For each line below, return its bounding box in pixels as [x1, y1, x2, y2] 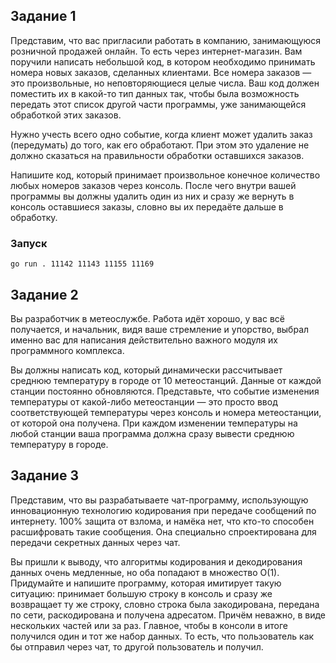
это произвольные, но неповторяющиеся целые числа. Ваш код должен [10, 77, 320, 89]
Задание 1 [10, 8, 77, 25]
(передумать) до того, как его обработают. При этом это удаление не [10, 139, 310, 151]
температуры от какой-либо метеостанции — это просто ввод [10, 395, 278, 408]
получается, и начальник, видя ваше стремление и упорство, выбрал [10, 323, 310, 335]
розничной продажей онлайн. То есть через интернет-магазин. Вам [10, 45, 303, 57]
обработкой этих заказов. [10, 109, 122, 121]
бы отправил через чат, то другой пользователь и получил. [10, 640, 264, 653]
